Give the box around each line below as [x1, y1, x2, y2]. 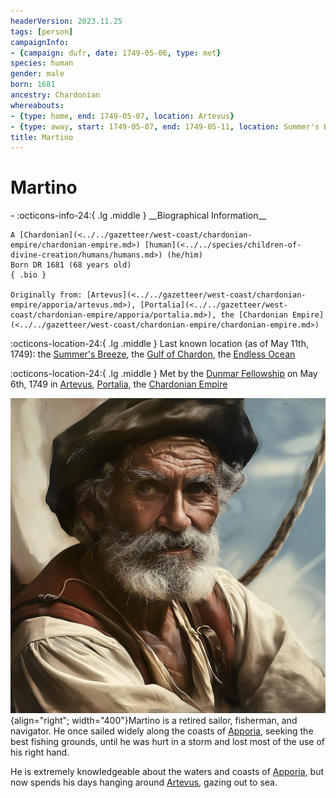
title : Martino [10, 132, 74, 142]
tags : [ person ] [10, 26, 74, 37]
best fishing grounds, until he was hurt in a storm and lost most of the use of [10, 736, 326, 748]
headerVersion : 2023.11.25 [10, 16, 123, 26]
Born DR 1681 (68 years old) [10, 260, 132, 270]
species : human [10, 58, 74, 69]
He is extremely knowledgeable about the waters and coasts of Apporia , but [10, 766, 325, 778]
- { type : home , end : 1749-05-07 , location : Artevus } [10, 111, 235, 121]
